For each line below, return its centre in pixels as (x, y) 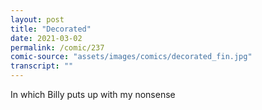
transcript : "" (42, 66)
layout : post (37, 19)
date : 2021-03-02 (46, 38)
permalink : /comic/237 (57, 47)
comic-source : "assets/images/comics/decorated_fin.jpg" (131, 57)
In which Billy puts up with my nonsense (93, 94)
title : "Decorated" (51, 29)
